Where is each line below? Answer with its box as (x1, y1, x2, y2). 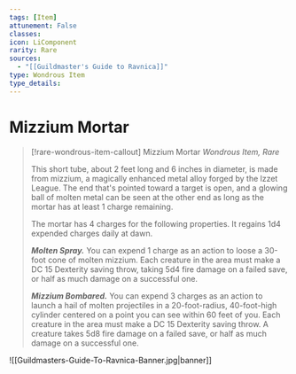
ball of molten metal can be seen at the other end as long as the (30, 191, 264, 202)
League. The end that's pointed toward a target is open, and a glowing (30, 183, 288, 193)
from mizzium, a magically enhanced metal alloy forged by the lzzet (30, 173, 278, 183)
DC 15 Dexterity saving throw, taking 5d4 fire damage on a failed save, (30, 263, 288, 275)
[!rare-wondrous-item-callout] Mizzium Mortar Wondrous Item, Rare (30, 146, 280, 157)
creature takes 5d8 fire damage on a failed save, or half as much (30, 328, 268, 339)
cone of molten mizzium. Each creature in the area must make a (47, 254, 281, 265)
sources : (9, 54, 42, 63)
